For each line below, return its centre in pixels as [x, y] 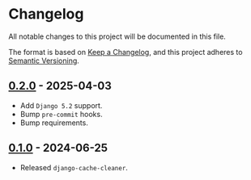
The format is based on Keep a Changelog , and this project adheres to [125, 52]
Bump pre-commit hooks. [61, 114]
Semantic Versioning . [44, 61]
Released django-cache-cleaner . [74, 167]
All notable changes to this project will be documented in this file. [117, 36]
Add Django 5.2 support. [61, 105]
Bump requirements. [54, 123]
